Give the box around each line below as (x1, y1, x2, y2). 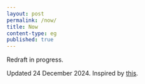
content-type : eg (6, 29, 57, 37)
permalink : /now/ (6, 17, 57, 24)
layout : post (6, 10, 45, 17)
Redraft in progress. (6, 55, 64, 64)
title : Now (6, 23, 38, 30)
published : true (6, 36, 54, 43)
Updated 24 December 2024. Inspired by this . (6, 69, 139, 78)
